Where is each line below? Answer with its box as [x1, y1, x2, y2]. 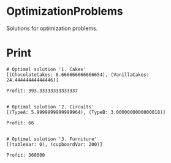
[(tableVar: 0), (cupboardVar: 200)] [6, 141, 103, 148]
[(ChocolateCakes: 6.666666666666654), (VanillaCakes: [6, 72, 150, 78]
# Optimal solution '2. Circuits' [6, 104, 95, 110]
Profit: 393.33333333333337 [6, 88, 78, 94]
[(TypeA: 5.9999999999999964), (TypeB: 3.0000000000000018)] [6, 109, 166, 115]
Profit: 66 [6, 119, 34, 126]
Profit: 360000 [6, 152, 45, 158]
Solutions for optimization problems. [6, 25, 98, 32]
